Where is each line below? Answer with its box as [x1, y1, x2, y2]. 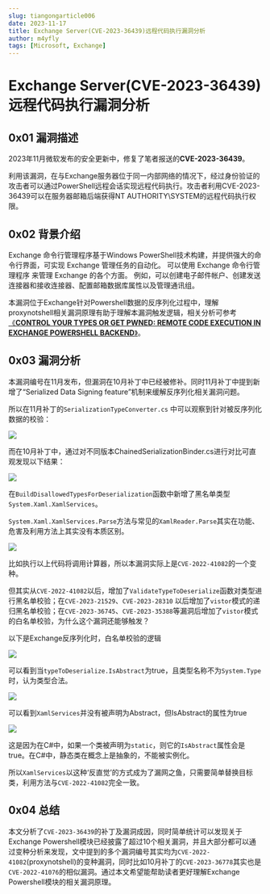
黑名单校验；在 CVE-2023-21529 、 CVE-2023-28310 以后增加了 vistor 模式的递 [15, 595, 260, 606]
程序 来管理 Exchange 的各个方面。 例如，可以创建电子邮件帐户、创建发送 [15, 270, 261, 279]
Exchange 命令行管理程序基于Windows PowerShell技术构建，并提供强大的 [8, 250, 255, 259]
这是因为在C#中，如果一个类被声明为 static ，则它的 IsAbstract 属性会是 [8, 740, 246, 749]
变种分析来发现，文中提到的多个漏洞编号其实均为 [15, 846, 178, 856]
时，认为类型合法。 [8, 675, 73, 685]
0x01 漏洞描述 [8, 131, 79, 145]
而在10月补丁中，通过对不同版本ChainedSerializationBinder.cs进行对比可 [8, 446, 250, 456]
